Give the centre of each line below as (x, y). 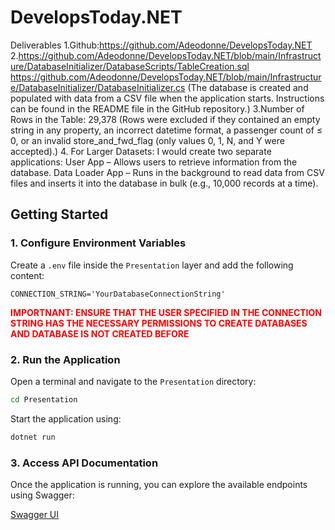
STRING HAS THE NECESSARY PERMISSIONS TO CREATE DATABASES (159, 323)
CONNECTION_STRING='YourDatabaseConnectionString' (118, 294)
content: (27, 275)
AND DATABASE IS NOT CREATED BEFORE (100, 333)
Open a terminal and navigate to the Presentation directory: (133, 381)
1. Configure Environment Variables (98, 243)
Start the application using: (66, 418)
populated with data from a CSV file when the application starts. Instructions (167, 98)
